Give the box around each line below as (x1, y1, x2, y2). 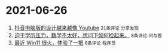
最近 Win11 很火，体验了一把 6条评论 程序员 (14, 39, 116, 46)
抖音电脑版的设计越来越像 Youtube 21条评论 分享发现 (14, 24, 139, 31)
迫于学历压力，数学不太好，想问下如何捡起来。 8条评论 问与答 (14, 31, 163, 39)
